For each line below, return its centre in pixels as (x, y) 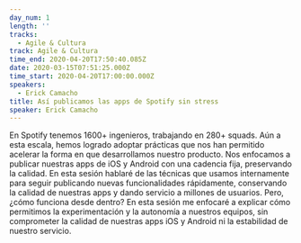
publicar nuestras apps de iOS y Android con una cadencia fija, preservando (150, 164)
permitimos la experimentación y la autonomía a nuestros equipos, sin (139, 211)
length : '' (30, 26)
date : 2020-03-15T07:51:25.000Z (70, 68)
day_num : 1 (30, 18)
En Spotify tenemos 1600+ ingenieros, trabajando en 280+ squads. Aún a (145, 135)
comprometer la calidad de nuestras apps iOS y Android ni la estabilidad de (149, 221)
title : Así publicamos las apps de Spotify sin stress (114, 101)
